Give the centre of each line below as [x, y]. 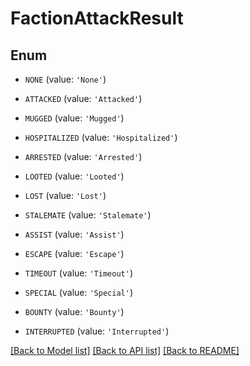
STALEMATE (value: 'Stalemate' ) [88, 215]
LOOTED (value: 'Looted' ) [74, 176]
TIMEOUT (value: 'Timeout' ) [78, 273]
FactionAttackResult [97, 18]
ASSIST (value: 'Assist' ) [74, 234]
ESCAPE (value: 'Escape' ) [74, 253]
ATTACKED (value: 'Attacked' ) [83, 98]
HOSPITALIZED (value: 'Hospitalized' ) [101, 137]
